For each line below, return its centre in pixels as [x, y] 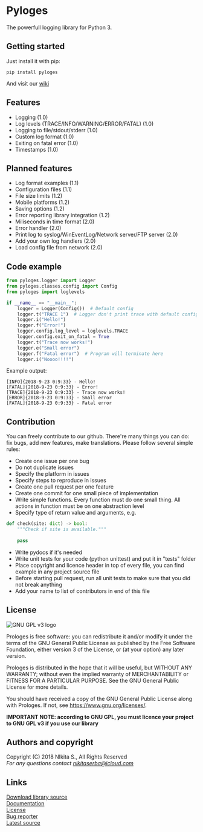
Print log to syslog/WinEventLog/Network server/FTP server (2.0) [96, 235]
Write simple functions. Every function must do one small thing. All [98, 500]
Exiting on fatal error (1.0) [47, 143]
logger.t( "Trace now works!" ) [55, 342]
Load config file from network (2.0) [59, 248]
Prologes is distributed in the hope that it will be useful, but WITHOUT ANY [99, 668]
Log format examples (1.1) [47, 183]
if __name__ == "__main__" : [42, 303]
